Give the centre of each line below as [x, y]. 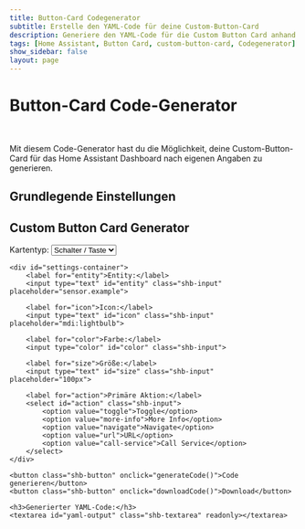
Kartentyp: [29, 250]
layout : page [34, 60]
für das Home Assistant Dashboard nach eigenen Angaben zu [146, 158]
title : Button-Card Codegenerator [75, 18]
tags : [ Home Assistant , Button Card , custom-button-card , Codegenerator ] [153, 43]
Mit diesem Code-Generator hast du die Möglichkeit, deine [120, 148]
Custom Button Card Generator [100, 228]
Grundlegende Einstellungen [93, 197]
